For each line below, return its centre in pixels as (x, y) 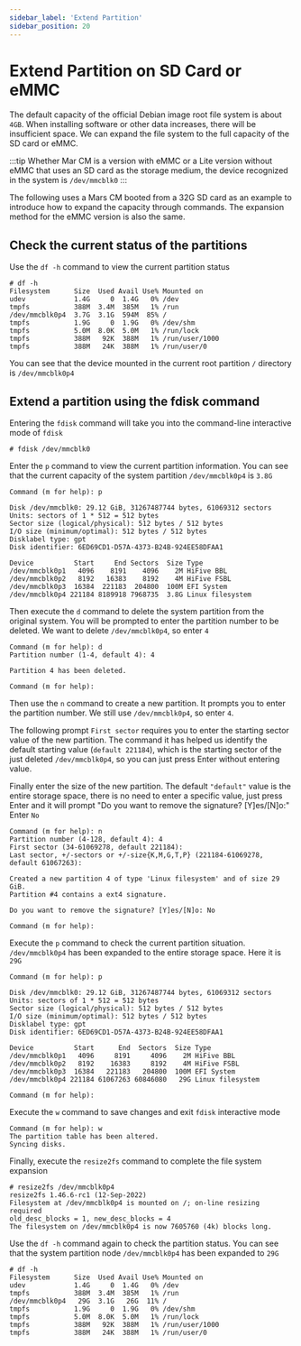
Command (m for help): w (56, 1129)
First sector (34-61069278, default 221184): (96, 848)
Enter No (24, 815)
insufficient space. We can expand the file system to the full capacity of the (150, 134)
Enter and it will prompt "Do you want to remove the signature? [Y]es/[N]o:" (150, 806)
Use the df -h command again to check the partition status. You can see (144, 1244)
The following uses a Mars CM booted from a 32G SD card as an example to (151, 198)
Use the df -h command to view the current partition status (119, 267)
